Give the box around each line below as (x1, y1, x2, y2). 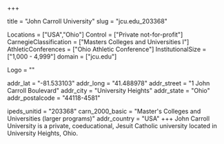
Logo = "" (7, 66, 35, 74)
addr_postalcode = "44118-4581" (7, 94, 101, 102)
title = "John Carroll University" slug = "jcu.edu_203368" (7, 17, 167, 25)
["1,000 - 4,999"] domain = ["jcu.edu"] (7, 52, 117, 61)
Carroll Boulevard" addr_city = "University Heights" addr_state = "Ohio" (7, 87, 210, 94)
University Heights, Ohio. (7, 129, 78, 137)
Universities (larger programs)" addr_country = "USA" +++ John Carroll (7, 114, 210, 123)
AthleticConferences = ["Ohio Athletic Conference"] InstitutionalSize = (7, 45, 207, 53)
